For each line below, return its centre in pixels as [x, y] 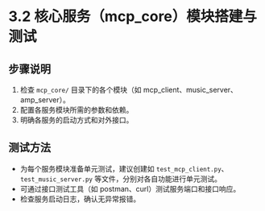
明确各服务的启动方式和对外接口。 [77, 120]
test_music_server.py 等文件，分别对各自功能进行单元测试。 [120, 179]
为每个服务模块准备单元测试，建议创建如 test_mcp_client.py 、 [124, 168]
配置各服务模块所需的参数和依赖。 [77, 110]
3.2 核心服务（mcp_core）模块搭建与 [133, 17]
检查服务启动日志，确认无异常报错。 [80, 199]
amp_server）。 [45, 100]
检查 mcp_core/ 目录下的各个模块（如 [81, 90]
